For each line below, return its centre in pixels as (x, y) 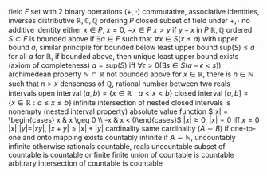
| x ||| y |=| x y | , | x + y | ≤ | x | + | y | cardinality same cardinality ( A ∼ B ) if (119, 128)
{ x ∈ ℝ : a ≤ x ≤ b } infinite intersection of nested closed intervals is (120, 102)
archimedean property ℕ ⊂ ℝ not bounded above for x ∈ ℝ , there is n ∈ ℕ (131, 74)
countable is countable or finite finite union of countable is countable (121, 155)
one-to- (243, 128)
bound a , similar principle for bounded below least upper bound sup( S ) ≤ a (132, 47)
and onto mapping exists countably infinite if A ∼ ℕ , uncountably (130, 137)
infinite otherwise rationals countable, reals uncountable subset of (117, 146)
